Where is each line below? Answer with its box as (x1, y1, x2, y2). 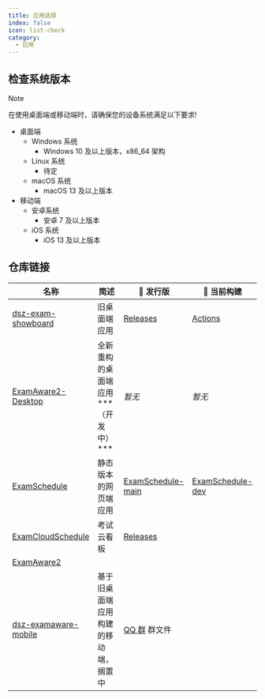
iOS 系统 (31, 225, 59, 235)
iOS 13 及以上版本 (43, 235, 101, 245)
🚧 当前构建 (203, 286, 242, 297)
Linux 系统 (31, 156, 65, 166)
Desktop (12, 396, 43, 407)
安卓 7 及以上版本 (43, 215, 100, 225)
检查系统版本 (8, 72, 71, 85)
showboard (12, 318, 54, 329)
